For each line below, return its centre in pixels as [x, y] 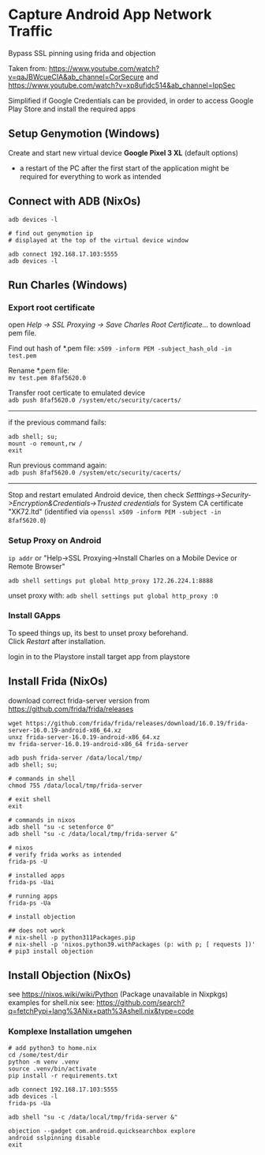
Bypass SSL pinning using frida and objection [82, 53]
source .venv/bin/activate [52, 1069]
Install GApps [35, 616]
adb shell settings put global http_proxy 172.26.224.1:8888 [111, 581]
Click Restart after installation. [57, 641]
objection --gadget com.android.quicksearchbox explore [102, 1131]
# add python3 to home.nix [52, 1048]
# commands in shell [42, 778]
